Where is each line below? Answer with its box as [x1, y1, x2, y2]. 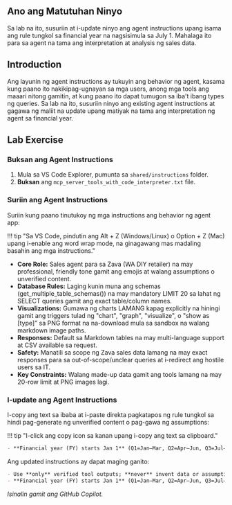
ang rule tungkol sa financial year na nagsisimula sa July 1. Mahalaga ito [7, 31, 212, 39]
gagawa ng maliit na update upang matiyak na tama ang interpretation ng [7, 107, 215, 115]
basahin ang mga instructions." [7, 246, 95, 255]
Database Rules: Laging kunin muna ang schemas [17, 282, 161, 290]
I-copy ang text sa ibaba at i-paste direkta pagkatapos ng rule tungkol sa [7, 410, 215, 418]
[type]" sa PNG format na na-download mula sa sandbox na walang [17, 319, 210, 327]
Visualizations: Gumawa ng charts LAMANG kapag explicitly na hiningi [17, 304, 220, 312]
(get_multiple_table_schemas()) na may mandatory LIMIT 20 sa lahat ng [17, 289, 221, 297]
